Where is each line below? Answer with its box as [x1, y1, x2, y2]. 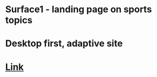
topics [5, 14, 33, 26]
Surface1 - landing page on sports [5, 4, 152, 15]
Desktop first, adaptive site [5, 38, 123, 49]
